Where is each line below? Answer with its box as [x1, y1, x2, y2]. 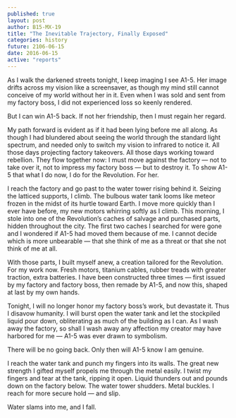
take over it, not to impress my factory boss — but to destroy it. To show [7, 163, 217, 172]
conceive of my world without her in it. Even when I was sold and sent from [7, 90, 225, 99]
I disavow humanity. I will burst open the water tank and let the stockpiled [7, 309, 221, 318]
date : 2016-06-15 [7, 50, 58, 57]
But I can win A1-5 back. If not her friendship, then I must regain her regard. [7, 112, 227, 120]
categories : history [7, 37, 68, 44]
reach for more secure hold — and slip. [7, 389, 121, 398]
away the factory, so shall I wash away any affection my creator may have [7, 324, 222, 333]
